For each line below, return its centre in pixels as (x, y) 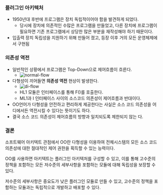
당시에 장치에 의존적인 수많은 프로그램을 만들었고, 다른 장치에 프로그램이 (88, 25)
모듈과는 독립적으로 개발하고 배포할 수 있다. (59, 187)
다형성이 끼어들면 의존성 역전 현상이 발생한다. (55, 81)
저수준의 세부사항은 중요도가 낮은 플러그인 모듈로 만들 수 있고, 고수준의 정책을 (79, 181)
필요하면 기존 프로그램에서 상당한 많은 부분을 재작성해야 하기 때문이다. (86, 32)
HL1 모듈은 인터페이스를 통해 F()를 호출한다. (61, 92)
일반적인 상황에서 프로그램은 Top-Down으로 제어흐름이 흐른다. (72, 69)
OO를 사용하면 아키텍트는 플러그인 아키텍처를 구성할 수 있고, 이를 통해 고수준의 (80, 158)
